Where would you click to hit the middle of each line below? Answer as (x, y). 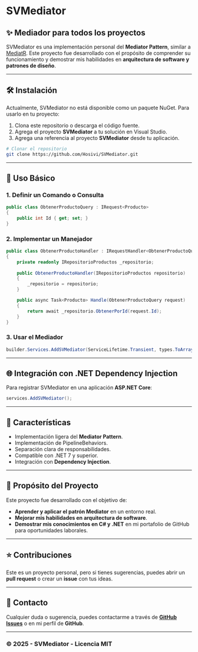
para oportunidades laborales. (51, 530)
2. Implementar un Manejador (49, 239)
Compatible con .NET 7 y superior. (56, 455)
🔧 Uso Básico (31, 178)
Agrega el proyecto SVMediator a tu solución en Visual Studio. (91, 132)
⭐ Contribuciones (39, 555)
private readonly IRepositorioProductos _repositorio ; (85, 262)
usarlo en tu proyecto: (33, 114)
